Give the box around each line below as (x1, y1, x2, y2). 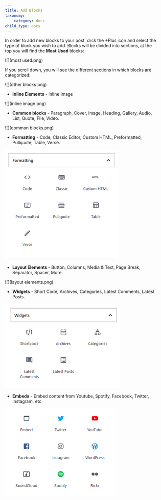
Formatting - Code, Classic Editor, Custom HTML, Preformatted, (12, 134, 142, 140)
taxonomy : (5, 13, 25, 18)
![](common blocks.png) (5, 125, 54, 131)
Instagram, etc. (12, 398, 43, 404)
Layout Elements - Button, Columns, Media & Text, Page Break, (12, 264, 140, 270)
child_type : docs (5, 24, 41, 28)
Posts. (12, 294, 25, 300)
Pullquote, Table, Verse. (12, 140, 60, 146)
